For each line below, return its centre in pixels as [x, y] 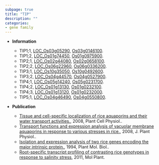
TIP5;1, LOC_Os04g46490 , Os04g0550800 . [63, 97]
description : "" [21, 18]
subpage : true [19, 9]
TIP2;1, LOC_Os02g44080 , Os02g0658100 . [62, 61]
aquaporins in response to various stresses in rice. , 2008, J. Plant [84, 132]
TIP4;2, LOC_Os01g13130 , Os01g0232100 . [61, 87]
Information [24, 41]
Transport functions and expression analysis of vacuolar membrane [87, 126]
